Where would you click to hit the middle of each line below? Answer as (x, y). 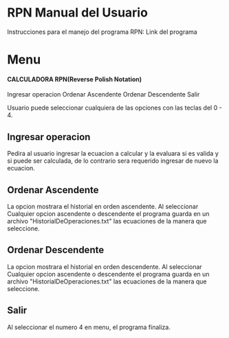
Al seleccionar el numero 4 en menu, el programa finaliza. (89, 327)
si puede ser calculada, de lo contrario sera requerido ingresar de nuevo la (113, 161)
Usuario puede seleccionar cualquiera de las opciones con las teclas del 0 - (115, 108)
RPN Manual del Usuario (77, 13)
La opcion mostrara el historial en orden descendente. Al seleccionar (105, 266)
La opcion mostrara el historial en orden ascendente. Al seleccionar (103, 206)
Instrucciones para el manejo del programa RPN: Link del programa (102, 32)
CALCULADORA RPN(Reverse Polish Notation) (75, 79)
